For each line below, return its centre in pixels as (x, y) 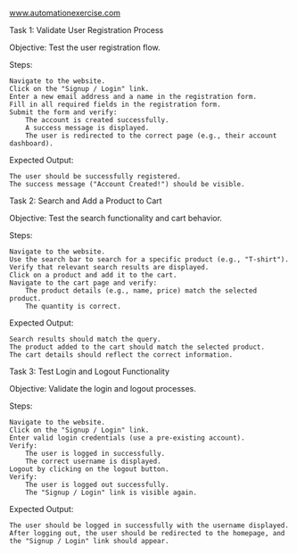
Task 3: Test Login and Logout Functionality (90, 371)
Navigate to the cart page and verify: (83, 283)
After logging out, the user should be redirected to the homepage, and (147, 533)
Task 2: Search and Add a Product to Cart (86, 201)
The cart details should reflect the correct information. (121, 355)
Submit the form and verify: (63, 112)
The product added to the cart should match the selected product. (137, 347)
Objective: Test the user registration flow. (85, 47)
